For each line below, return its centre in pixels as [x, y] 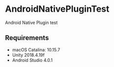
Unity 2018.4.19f [28, 55]
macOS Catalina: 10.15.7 [36, 49]
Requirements [27, 38]
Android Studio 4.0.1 [32, 60]
